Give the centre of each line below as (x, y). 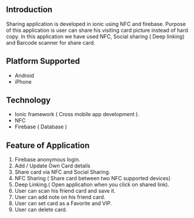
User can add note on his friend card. (60, 197)
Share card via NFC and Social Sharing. (62, 172)
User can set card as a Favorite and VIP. (63, 203)
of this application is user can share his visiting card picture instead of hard (97, 30)
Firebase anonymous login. (47, 160)
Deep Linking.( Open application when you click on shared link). (92, 184)
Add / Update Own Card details (52, 166)
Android (24, 75)
